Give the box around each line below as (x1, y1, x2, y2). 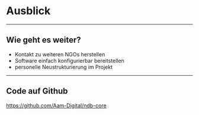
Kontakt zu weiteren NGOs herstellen (14, 50, 105, 57)
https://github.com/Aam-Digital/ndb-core (6, 102, 107, 109)
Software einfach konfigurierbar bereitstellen (14, 57, 124, 64)
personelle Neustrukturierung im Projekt (14, 63, 113, 71)
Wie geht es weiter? (6, 35, 81, 45)
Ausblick (6, 4, 51, 18)
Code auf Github (6, 86, 68, 96)
